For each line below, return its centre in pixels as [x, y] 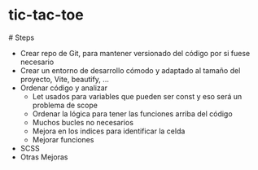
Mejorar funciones [63, 139]
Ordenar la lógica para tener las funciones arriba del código [133, 113]
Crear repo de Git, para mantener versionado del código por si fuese [135, 53]
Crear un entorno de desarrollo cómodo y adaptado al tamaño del [130, 70]
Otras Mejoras [44, 157]
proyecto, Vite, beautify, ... [65, 79]
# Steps [22, 37]
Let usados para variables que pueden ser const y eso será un [137, 96]
